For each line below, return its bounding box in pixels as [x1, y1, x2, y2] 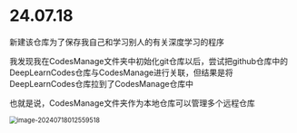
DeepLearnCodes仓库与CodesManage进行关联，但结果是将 [9, 67, 233, 78]
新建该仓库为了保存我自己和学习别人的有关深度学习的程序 [9, 36, 224, 47]
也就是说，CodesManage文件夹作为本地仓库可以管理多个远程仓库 [9, 97, 256, 109]
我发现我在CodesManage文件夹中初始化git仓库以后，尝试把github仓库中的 [9, 55, 289, 66]
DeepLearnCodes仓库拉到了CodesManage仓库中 [9, 78, 193, 89]
